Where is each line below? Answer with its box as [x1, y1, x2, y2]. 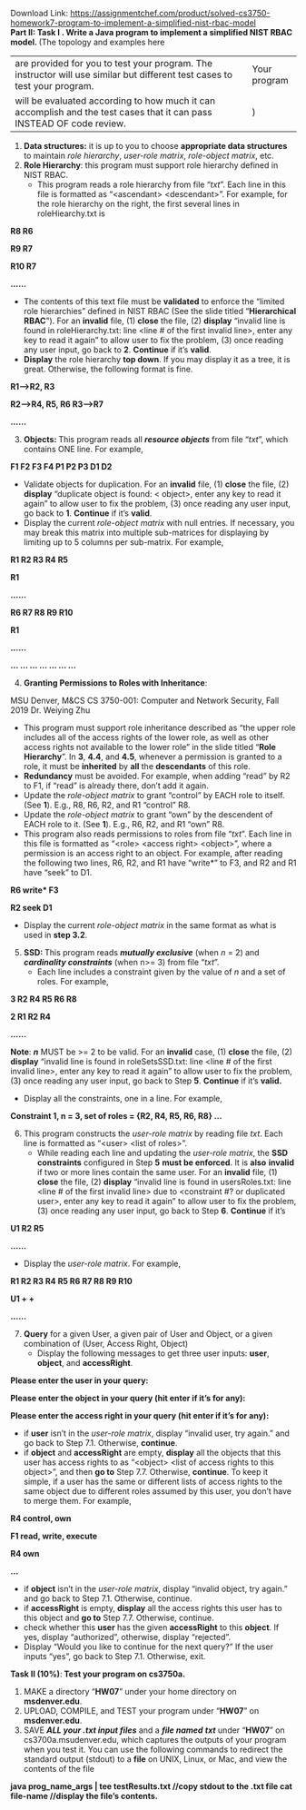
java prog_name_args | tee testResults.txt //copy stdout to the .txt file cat [10, 1781, 293, 1792]
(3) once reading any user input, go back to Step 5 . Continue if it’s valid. [10, 1075, 282, 1086]
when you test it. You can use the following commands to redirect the [23, 1744, 283, 1755]
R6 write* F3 [10, 885, 59, 895]
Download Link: [10, 8, 69, 18]
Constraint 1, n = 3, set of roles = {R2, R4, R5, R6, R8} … [10, 1111, 222, 1121]
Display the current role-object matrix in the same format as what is [23, 920, 277, 930]
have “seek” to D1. [23, 867, 93, 877]
